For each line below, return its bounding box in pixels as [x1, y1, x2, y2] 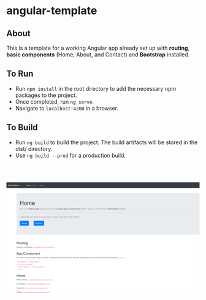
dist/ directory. [15, 145, 53, 152]
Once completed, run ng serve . [15, 98, 94, 105]
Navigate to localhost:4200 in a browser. [15, 104, 118, 112]
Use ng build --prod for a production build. [15, 152, 126, 159]
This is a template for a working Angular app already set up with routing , [6, 44, 190, 52]
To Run [6, 69, 34, 79]
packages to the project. [15, 91, 77, 99]
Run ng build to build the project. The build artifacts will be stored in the [15, 139, 198, 146]
